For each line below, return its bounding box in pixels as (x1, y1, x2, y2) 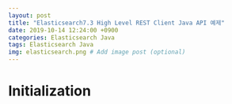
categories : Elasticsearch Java (8, 33, 115, 42)
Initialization (8, 82, 91, 100)
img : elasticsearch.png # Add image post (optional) (8, 48, 186, 56)
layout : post (8, 11, 51, 20)
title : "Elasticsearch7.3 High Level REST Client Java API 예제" (8, 19, 226, 27)
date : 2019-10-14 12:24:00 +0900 (8, 26, 119, 34)
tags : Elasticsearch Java (8, 41, 93, 49)
